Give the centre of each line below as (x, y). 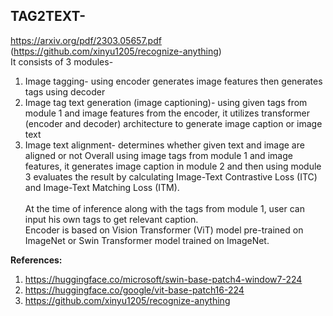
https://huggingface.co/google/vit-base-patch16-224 (134, 290)
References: (36, 260)
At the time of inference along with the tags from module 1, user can (164, 208)
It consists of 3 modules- (62, 61)
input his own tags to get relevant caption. (111, 219)
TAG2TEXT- (48, 16)
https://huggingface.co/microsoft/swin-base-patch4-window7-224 (163, 279)
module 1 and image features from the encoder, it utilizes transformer (167, 113)
